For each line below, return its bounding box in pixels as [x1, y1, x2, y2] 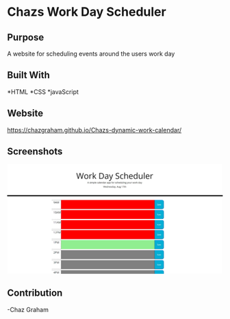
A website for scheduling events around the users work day [7, 49, 175, 58]
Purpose [7, 32, 44, 43]
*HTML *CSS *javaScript [7, 87, 79, 96]
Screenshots [7, 145, 63, 158]
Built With [7, 69, 50, 81]
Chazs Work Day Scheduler [7, 4, 166, 20]
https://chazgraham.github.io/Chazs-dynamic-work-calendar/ [7, 126, 182, 134]
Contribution [7, 287, 63, 299]
